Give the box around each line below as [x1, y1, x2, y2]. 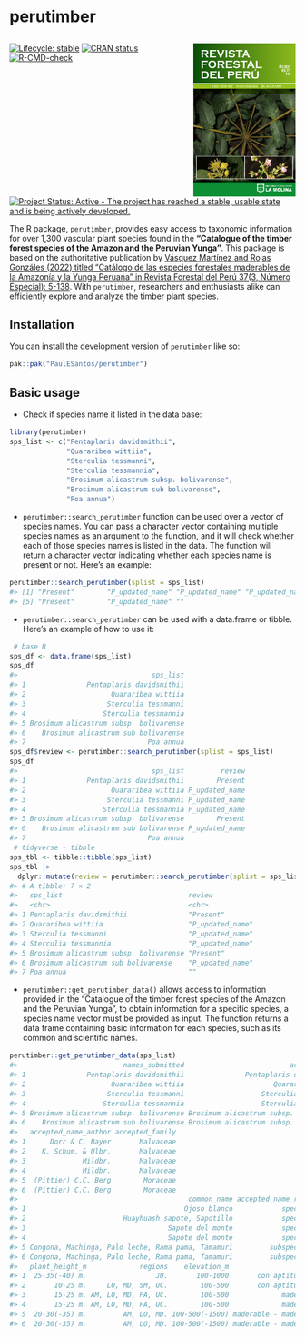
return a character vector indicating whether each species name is [22, 550, 272, 560]
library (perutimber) [9, 428, 88, 437]
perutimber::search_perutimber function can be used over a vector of [22, 511, 284, 522]
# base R [13, 642, 47, 651]
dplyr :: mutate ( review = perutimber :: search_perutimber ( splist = [17, 872, 266, 881]
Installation [9, 316, 74, 332]
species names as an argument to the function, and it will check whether [22, 530, 295, 541]
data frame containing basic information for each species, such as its [22, 1023, 281, 1034]
